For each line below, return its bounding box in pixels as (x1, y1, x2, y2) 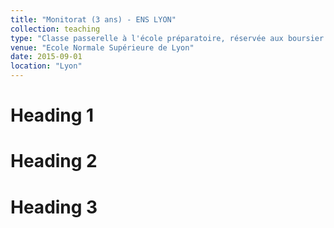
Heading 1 (10, 104, 95, 127)
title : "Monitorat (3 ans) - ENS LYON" (10, 14, 177, 25)
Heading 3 (10, 196, 98, 218)
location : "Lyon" (10, 61, 83, 71)
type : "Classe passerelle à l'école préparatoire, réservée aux (10, 33, 284, 43)
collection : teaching (10, 24, 101, 34)
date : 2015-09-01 (10, 52, 83, 62)
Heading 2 (10, 150, 98, 173)
